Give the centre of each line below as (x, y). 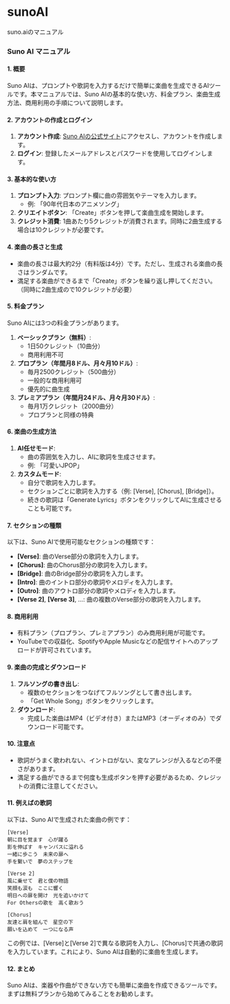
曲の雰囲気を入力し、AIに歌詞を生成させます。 (93, 457)
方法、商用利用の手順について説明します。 (67, 103)
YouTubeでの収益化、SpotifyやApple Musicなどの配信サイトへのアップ (117, 641)
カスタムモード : (39, 474)
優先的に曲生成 (48, 389)
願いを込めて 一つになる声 (41, 930)
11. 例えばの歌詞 (30, 803)
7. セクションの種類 (34, 525)
